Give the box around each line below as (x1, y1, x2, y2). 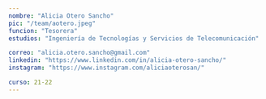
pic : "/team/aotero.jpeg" (8, 19, 96, 27)
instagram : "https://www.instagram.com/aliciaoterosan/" (8, 64, 205, 72)
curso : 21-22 (8, 78, 53, 86)
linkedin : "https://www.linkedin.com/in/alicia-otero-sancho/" (8, 56, 227, 64)
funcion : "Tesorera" (8, 27, 79, 35)
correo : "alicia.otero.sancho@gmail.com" (8, 49, 151, 57)
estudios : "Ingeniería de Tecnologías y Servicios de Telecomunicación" (8, 34, 260, 43)
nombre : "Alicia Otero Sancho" (8, 11, 114, 20)
